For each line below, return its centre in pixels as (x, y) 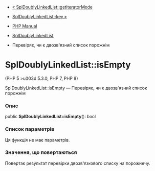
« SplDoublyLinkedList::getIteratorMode (52, 7)
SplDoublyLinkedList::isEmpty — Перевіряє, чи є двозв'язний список (76, 88)
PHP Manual (25, 26)
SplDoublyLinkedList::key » (39, 16)
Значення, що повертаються (41, 152)
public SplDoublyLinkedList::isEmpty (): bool (51, 117)
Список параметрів (30, 129)
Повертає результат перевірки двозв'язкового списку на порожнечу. (78, 163)
